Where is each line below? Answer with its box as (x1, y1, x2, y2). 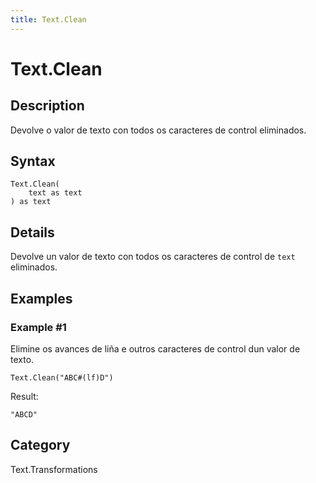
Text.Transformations (10, 463, 98, 475)
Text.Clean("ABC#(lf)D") (10, 372, 114, 383)
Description (10, 97, 85, 115)
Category (10, 437, 71, 454)
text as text (28, 188, 83, 198)
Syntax (10, 153, 56, 170)
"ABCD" (10, 409, 38, 420)
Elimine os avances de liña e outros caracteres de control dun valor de (10, 342, 301, 355)
